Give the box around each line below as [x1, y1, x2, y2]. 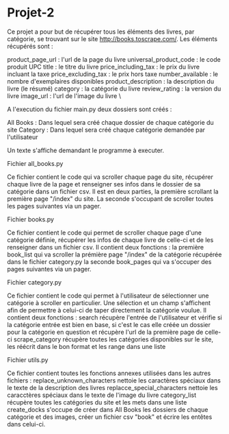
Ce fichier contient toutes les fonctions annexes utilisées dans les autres [7, 369, 211, 377]
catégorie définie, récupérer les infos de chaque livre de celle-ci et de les [7, 235, 214, 244]
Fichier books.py [7, 215, 55, 224]
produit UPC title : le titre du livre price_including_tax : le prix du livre [7, 62, 200, 71]
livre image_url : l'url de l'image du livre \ [7, 91, 122, 100]
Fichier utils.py [7, 355, 49, 364]
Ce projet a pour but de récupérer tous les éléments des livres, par [7, 27, 195, 36]
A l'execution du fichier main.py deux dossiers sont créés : [7, 105, 172, 113]
